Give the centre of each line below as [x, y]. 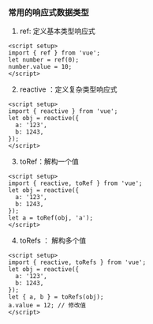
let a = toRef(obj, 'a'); [50, 218]
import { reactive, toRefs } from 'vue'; [77, 262]
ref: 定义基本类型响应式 [58, 31]
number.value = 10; [40, 67]
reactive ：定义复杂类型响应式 [68, 89]
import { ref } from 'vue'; [54, 53]
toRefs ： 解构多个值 [53, 241]
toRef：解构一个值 [49, 162]
